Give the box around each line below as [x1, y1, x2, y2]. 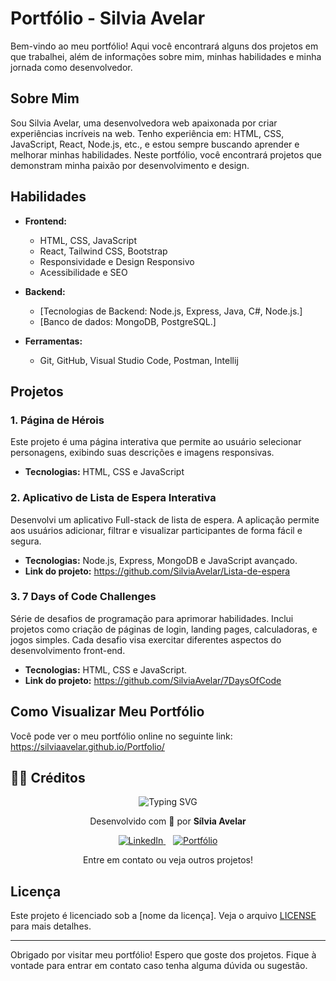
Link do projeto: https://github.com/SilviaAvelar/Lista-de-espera [24, 565, 291, 577]
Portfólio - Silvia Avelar [10, 7, 206, 30]
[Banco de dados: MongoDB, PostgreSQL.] [39, 315, 217, 327]
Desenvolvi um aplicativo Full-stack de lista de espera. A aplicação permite [10, 513, 320, 526]
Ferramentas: [24, 335, 83, 347]
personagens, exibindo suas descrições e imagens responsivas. [10, 447, 275, 459]
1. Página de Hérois [10, 413, 105, 427]
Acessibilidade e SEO [39, 266, 128, 278]
